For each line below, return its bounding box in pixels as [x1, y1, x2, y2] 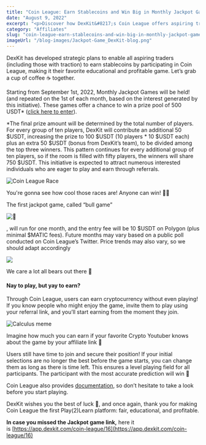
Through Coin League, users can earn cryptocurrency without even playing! [6, 295, 198, 303]
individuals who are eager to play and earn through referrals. [6, 165, 160, 172]
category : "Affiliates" [6, 26, 67, 32]
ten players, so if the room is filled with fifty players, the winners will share [6, 153, 194, 159]
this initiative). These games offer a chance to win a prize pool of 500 [6, 102, 182, 108]
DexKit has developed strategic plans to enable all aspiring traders [6, 55, 174, 61]
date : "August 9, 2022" [6, 15, 67, 21]
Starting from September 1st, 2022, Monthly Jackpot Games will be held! [6, 88, 190, 96]
